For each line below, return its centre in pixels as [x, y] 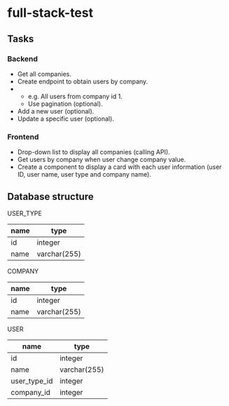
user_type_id [32, 381]
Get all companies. [44, 74]
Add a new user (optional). [56, 111]
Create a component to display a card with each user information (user [119, 167]
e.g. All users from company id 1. [75, 96]
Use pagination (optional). [65, 104]
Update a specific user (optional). [65, 119]
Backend [23, 59]
